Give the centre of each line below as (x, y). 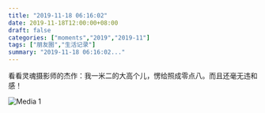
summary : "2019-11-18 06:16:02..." (67, 52)
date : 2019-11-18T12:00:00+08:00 (63, 23)
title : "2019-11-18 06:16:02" (58, 15)
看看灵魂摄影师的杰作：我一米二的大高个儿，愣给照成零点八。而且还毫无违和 (133, 75)
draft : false (30, 30)
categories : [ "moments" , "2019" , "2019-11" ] (79, 38)
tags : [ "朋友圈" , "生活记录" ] (52, 45)
